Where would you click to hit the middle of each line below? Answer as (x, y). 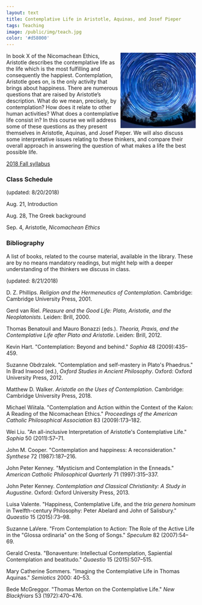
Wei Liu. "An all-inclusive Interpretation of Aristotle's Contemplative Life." (96, 431)
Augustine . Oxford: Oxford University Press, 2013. (68, 492)
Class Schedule (29, 180)
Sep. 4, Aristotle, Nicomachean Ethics (53, 227)
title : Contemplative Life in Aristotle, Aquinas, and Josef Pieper (94, 19)
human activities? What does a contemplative (63, 114)
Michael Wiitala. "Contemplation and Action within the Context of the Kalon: (100, 407)
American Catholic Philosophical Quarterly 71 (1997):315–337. (82, 474)
